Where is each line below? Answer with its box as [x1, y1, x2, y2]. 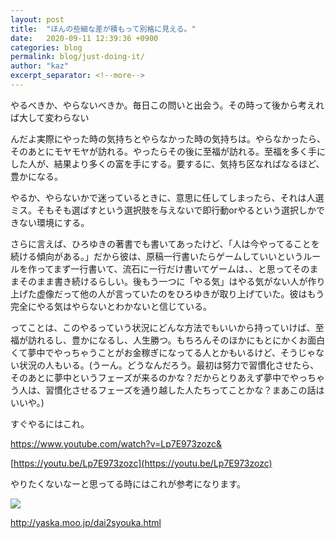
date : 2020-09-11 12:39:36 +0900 [10, 33, 159, 43]
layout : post [10, 14, 65, 25]
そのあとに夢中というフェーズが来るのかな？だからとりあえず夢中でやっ [10, 371, 308, 383]
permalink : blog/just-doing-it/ [10, 52, 145, 62]
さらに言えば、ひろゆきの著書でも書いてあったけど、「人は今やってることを [10, 237, 320, 250]
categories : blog [10, 42, 83, 53]
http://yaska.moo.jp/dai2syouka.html [10, 516, 162, 528]
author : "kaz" [10, 61, 70, 71]
